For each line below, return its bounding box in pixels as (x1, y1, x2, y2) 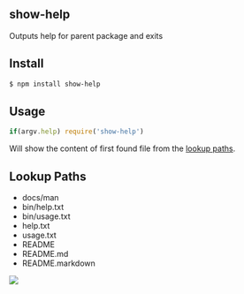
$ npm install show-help (9, 79, 101, 88)
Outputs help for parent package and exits (9, 30, 164, 41)
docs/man (21, 192, 59, 202)
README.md (21, 249, 69, 259)
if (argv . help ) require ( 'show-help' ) (9, 127, 144, 136)
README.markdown (21, 258, 95, 268)
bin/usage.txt (21, 211, 71, 222)
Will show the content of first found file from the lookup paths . (9, 143, 236, 154)
